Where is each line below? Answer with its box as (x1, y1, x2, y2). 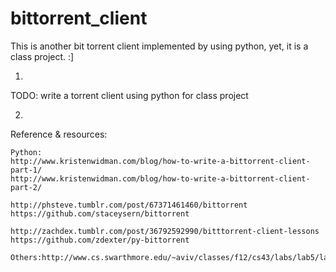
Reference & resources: (10, 128, 108, 140)
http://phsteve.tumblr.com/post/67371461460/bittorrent (10, 200, 248, 210)
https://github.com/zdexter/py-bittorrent (10, 235, 190, 245)
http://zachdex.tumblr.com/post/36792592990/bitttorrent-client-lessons (10, 226, 320, 236)
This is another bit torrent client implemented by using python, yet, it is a (10, 40, 309, 52)
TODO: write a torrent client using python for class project (10, 89, 249, 101)
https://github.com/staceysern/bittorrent (10, 208, 190, 219)
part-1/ (10, 165, 43, 175)
